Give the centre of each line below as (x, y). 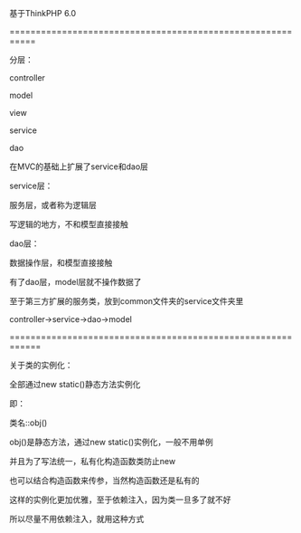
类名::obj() (28, 423)
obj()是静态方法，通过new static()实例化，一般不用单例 (112, 442)
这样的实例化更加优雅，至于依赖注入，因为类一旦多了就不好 (120, 500)
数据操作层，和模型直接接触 (61, 262)
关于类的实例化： (41, 365)
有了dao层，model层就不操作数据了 (75, 282)
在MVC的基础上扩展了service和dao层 (79, 167)
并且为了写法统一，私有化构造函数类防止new (93, 461)
